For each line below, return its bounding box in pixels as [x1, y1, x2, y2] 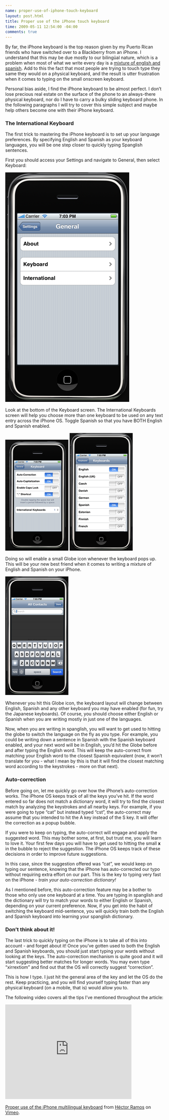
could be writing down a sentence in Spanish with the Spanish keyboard [5, 737, 155, 743]
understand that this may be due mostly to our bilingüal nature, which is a [5, 54, 158, 61]
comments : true [5, 29, 37, 35]
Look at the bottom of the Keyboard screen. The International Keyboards [5, 407, 156, 413]
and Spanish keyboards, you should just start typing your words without [5, 948, 155, 954]
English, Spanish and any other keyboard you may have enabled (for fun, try [5, 705, 163, 712]
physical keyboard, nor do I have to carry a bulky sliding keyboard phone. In [5, 96, 163, 103]
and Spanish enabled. [5, 423, 50, 429]
